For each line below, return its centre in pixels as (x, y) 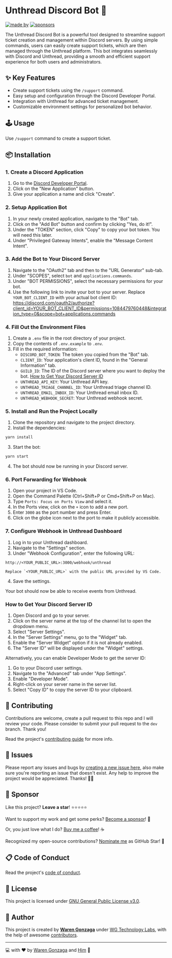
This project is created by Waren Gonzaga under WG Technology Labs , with (86, 929)
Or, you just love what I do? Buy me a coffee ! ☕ (55, 829)
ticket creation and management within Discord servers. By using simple (82, 40)
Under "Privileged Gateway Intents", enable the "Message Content (83, 240)
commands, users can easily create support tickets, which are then (76, 45)
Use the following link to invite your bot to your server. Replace (79, 292)
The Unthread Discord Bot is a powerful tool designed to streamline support (85, 34)
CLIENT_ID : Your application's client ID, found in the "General (84, 360)
